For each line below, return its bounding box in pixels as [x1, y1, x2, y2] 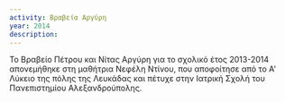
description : [9, 30, 59, 38]
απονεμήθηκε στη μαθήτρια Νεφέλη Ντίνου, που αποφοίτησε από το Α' [9, 64, 277, 74]
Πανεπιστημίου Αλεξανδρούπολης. [9, 82, 142, 94]
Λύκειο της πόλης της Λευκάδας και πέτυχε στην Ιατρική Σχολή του [9, 73, 266, 84]
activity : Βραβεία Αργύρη [9, 13, 106, 22]
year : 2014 [9, 21, 51, 30]
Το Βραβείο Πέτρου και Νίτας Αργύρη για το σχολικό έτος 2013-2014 [9, 55, 270, 65]
